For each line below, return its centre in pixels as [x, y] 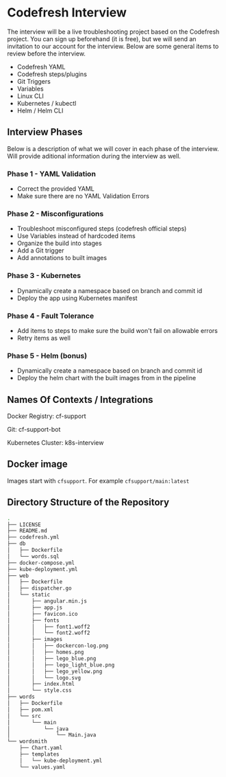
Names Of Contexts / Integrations [80, 399]
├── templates [39, 754]
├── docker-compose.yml [41, 563]
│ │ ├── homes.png [46, 652]
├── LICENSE [24, 524]
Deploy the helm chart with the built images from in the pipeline [106, 378]
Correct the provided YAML [55, 189]
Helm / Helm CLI [40, 111]
